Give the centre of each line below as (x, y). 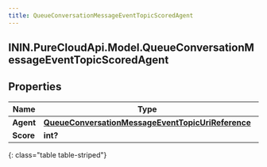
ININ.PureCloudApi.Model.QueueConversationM (131, 48)
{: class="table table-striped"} (58, 154)
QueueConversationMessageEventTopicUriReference (147, 122)
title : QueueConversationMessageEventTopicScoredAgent (101, 15)
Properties (35, 87)
